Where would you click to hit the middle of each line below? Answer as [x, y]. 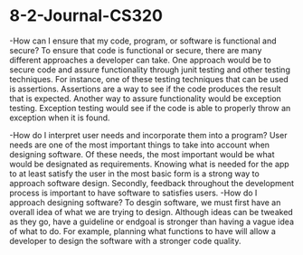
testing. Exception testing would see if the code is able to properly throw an [150, 108]
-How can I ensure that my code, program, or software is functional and [143, 41]
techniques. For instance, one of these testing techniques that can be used [149, 79]
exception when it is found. [60, 118]
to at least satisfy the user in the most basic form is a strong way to [134, 174]
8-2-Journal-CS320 [86, 16]
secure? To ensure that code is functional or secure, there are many [136, 50]
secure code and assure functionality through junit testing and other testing [150, 70]
